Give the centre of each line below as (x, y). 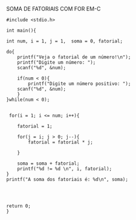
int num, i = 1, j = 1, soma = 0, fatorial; (64, 41)
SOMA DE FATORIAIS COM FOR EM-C (53, 9)
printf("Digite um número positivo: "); (79, 84)
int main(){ (21, 30)
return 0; (19, 206)
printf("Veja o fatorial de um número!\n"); (74, 57)
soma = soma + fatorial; (48, 163)
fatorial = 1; (35, 126)
